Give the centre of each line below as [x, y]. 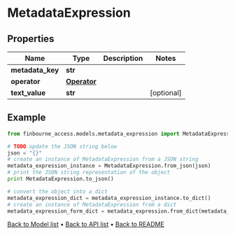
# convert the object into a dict [58, 191]
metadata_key [35, 70]
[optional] [165, 93]
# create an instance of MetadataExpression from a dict [92, 204]
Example [27, 118]
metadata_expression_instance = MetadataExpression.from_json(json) [109, 166]
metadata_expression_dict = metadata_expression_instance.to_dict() [109, 198]
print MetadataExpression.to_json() [60, 179]
